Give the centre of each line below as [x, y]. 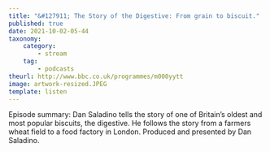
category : [40, 46]
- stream [52, 54]
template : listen [38, 91]
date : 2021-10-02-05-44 [49, 31]
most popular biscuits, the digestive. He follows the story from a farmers [130, 124]
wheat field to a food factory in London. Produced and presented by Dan [130, 132]
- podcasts [56, 69]
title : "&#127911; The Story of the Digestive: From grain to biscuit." [134, 16]
